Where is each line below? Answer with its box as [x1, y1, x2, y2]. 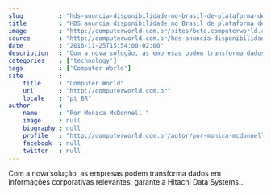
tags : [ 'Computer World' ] [8, 64, 131, 73]
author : [8, 102, 63, 110]
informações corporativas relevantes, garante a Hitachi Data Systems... [8, 177, 245, 187]
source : [8, 34, 63, 43]
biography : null [23, 124, 81, 132]
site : [8, 72, 63, 80]
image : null [23, 117, 81, 125]
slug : [8, 11, 63, 20]
